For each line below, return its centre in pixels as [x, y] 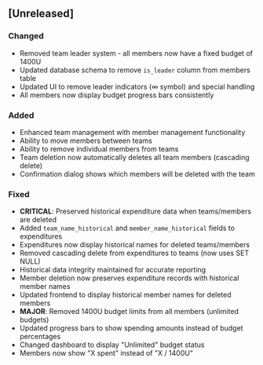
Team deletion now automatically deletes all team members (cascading [134, 157]
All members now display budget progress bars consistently [117, 95]
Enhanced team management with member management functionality [132, 132]
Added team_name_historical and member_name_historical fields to [127, 228]
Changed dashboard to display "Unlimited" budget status [112, 345]
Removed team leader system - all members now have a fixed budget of [136, 53]
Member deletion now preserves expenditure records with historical [129, 278]
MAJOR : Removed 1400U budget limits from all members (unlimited [129, 312]
